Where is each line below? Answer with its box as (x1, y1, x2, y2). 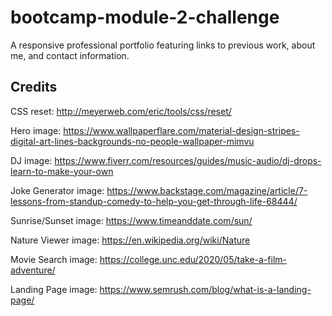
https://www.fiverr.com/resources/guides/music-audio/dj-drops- (54, 154, 322, 166)
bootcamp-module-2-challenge (10, 6, 280, 29)
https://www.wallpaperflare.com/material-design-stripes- (63, 124, 300, 136)
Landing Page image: (10, 283, 98, 295)
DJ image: (10, 154, 53, 166)
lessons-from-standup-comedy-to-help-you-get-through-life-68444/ (10, 195, 298, 207)
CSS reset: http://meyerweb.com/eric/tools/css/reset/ (10, 105, 232, 117)
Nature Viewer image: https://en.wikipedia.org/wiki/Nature (10, 234, 251, 246)
